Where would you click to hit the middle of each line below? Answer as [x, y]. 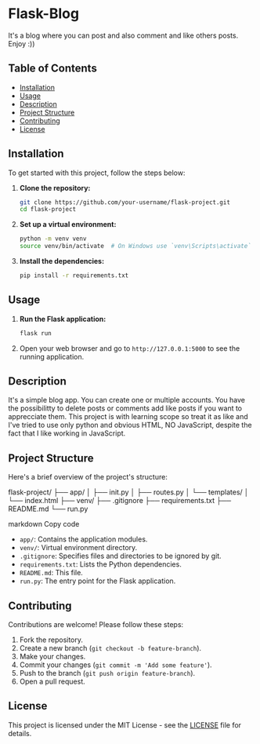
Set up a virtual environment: [68, 224]
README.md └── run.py [48, 509]
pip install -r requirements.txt [74, 275]
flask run [36, 333]
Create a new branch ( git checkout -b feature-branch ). [110, 648]
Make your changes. [52, 657]
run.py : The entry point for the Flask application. [97, 581]
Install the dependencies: [61, 261]
